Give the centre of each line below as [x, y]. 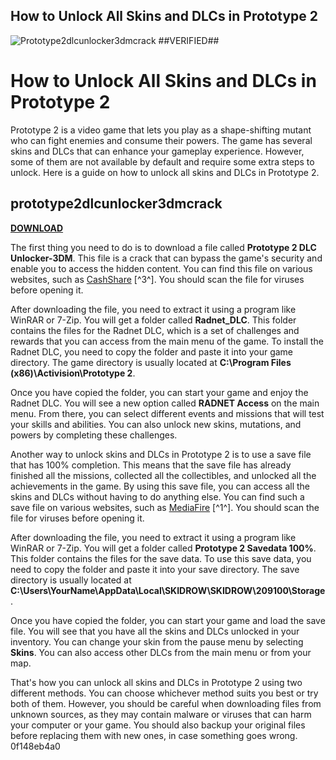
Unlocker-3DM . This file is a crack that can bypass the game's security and [166, 258]
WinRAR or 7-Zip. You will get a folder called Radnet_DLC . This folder [153, 320]
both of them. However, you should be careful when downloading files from [166, 703]
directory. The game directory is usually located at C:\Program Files [151, 362]
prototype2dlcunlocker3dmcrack [116, 204]
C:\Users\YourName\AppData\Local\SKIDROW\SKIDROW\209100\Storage [168, 590]
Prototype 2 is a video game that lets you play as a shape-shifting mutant [161, 130]
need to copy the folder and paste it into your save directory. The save [155, 569]
